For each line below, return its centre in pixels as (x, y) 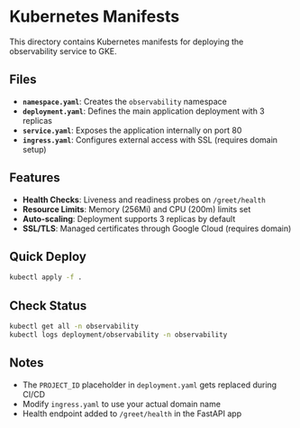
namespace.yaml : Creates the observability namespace (125, 101)
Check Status (48, 306)
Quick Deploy (48, 256)
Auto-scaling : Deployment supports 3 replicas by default (129, 219)
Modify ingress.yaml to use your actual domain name (121, 404)
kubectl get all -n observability (74, 327)
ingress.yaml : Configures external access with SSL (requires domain (150, 140)
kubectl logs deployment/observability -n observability (118, 335)
